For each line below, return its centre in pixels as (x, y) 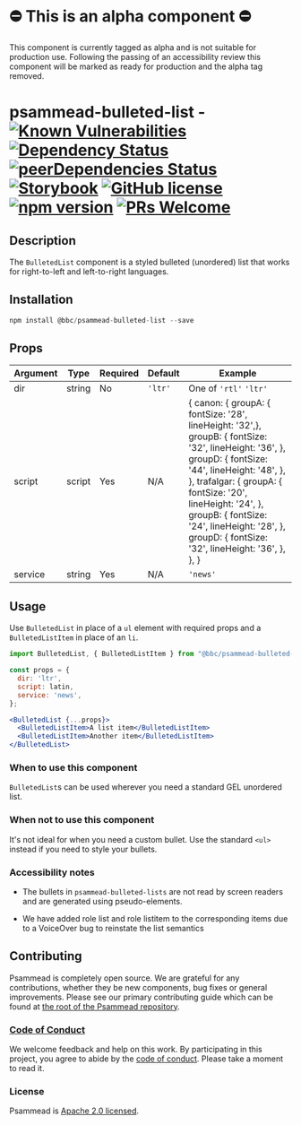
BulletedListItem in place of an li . (74, 637)
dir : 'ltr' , (40, 679)
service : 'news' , (50, 695)
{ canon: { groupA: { (229, 403)
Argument (36, 374)
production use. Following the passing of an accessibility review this (135, 56)
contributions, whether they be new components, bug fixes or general (138, 987)
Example (238, 374)
